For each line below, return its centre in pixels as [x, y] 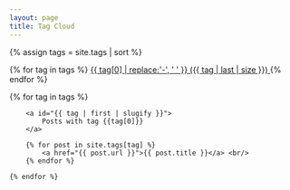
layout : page [34, 18]
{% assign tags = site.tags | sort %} [76, 52]
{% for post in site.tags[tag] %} [91, 145]
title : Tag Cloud [42, 26]
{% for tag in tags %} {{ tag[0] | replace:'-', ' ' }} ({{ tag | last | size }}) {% [145, 70]
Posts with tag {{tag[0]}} [93, 121]
